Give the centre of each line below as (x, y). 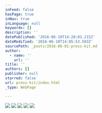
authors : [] (17, 69)
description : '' (22, 32)
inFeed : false (20, 10)
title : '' (15, 64)
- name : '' (21, 55)
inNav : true (17, 19)
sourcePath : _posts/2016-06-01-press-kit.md (51, 46)
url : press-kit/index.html (33, 83)
